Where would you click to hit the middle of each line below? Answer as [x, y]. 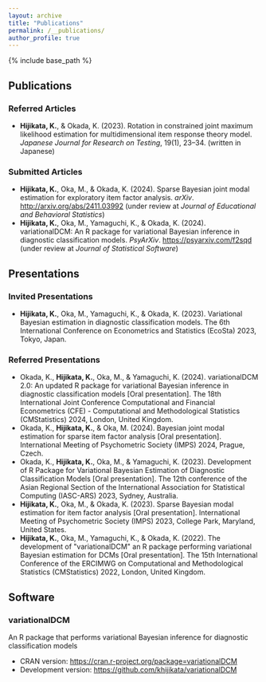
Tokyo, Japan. [43, 339]
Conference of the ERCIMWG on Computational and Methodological [131, 564]
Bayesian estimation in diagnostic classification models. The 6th [125, 322]
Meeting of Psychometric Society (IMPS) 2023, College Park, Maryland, [137, 521]
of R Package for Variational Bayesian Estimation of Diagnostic [122, 471]
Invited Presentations [51, 296]
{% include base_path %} [50, 61]
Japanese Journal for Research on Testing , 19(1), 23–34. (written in [130, 142]
